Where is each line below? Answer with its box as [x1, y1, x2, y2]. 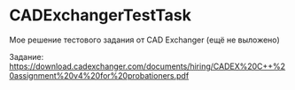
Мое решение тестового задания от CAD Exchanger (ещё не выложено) [9, 34, 281, 45]
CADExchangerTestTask [9, 5, 192, 26]
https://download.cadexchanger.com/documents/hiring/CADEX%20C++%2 [9, 61, 286, 71]
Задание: [9, 51, 44, 62]
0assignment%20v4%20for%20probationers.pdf [9, 70, 190, 80]
